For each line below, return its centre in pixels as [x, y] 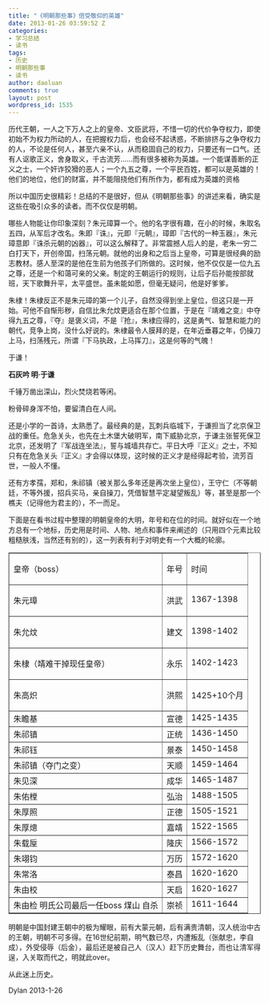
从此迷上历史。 [33, 974]
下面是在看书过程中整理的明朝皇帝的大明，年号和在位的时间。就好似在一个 [131, 520]
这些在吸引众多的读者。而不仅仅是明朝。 [75, 206]
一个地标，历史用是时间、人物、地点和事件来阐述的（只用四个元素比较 [145, 530]
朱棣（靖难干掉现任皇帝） [62, 664]
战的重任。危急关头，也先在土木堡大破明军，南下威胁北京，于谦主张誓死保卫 [134, 436]
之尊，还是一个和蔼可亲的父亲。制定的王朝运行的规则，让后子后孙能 [120, 273]
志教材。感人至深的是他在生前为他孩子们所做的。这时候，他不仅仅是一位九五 [134, 263]
